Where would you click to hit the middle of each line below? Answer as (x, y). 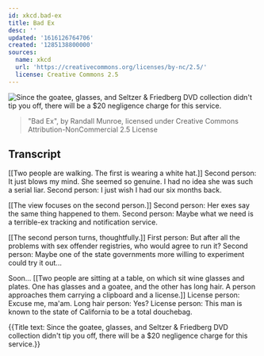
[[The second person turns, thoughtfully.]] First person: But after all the (124, 238)
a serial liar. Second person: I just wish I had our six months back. (115, 190)
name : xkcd (33, 60)
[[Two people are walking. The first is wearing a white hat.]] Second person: (132, 173)
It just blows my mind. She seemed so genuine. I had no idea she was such (131, 182)
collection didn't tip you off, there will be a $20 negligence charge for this (128, 336)
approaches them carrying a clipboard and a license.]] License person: (124, 295)
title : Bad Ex (32, 23)
